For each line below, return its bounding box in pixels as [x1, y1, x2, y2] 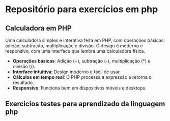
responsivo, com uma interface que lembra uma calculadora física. [5, 48, 146, 54]
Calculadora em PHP [5, 24, 72, 33]
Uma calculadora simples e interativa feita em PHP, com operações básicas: [5, 37, 165, 43]
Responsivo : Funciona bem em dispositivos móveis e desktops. [12, 85, 147, 91]
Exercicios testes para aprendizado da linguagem [5, 100, 165, 108]
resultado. [12, 80, 34, 85]
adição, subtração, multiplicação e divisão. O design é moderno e [5, 43, 143, 49]
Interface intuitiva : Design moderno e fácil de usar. [12, 69, 121, 75]
